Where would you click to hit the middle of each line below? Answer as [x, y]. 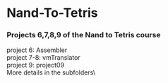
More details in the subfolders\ [51, 72]
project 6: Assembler [37, 50]
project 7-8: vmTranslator [43, 58]
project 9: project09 [36, 65]
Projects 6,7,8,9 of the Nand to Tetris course [84, 35]
